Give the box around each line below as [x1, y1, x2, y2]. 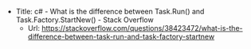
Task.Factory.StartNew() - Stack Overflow [15, 15, 154, 24]
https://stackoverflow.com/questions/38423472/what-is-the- [41, 24, 243, 32]
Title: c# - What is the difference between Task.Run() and [15, 7, 205, 16]
